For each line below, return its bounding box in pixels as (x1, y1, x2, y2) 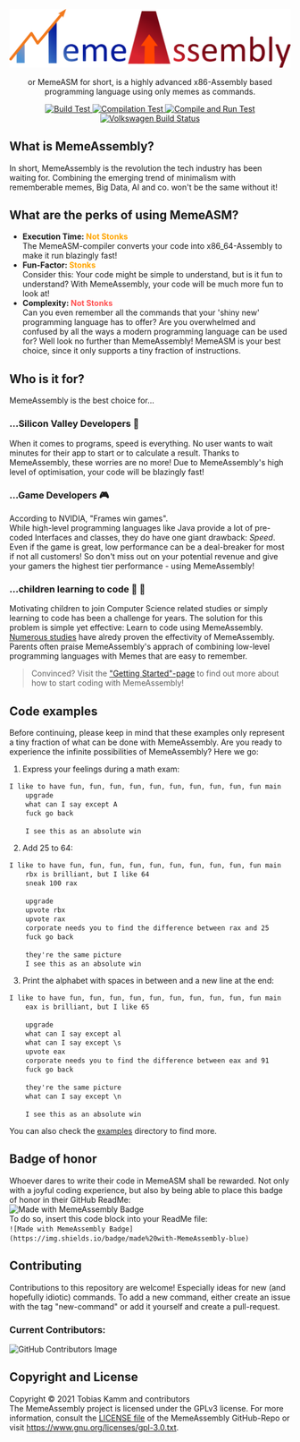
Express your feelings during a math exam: (21, 764, 180, 774)
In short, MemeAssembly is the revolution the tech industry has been (9, 162, 262, 174)
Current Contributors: (9, 1323, 106, 1335)
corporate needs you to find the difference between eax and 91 (25, 1056, 270, 1065)
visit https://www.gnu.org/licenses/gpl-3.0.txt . (9, 1421, 179, 1432)
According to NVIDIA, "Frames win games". (9, 513, 169, 524)
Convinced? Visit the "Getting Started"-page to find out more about (30, 668, 279, 679)
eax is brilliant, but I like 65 (25, 1003, 150, 1011)
